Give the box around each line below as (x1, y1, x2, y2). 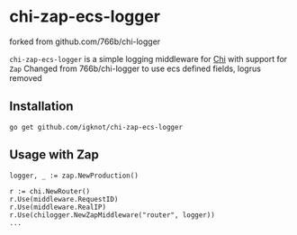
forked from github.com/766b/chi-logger (9, 36, 161, 47)
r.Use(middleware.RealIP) (9, 203, 106, 212)
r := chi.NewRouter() (9, 186, 91, 195)
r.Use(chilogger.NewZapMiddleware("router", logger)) (9, 210, 216, 220)
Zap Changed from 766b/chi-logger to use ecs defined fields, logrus (9, 63, 261, 74)
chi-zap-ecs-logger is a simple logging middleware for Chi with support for (9, 53, 288, 64)
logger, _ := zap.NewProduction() (9, 171, 139, 180)
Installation (9, 99, 74, 114)
